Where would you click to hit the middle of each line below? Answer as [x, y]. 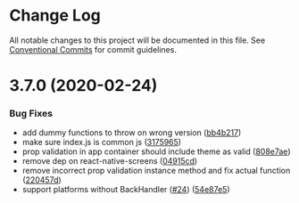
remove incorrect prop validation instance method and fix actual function [156, 171]
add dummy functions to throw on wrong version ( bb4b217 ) [132, 133]
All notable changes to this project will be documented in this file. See [137, 40]
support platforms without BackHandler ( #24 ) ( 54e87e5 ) [126, 190]
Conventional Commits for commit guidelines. [93, 49]
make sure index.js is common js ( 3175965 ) [101, 142]
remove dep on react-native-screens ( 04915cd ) [110, 161]
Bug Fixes [31, 114]
